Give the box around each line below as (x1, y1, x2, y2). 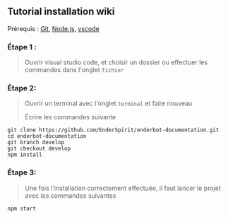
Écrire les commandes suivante (24, 113, 116, 122)
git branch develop (7, 139, 65, 146)
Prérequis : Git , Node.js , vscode (7, 24, 100, 32)
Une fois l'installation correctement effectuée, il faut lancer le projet (24, 184, 221, 192)
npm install (7, 151, 42, 158)
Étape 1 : (7, 42, 37, 52)
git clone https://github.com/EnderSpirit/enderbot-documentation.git (7, 126, 220, 134)
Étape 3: (7, 167, 37, 177)
